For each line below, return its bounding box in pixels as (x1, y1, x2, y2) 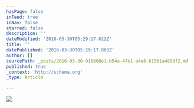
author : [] (6, 53, 33, 58)
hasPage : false (6, 8, 44, 15)
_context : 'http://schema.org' (6, 69, 83, 75)
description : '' (6, 31, 46, 37)
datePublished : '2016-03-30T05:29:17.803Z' (6, 47, 115, 53)
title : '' (6, 42, 31, 48)
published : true (6, 63, 46, 70)
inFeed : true (6, 14, 38, 20)
